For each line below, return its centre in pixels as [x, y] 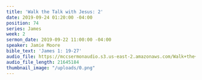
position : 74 [23, 23]
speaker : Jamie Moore [33, 46]
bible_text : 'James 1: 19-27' [44, 51]
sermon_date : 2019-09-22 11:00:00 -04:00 [59, 40]
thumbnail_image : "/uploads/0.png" [51, 68]
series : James [24, 29]
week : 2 [16, 34]
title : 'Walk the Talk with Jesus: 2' [55, 12]
